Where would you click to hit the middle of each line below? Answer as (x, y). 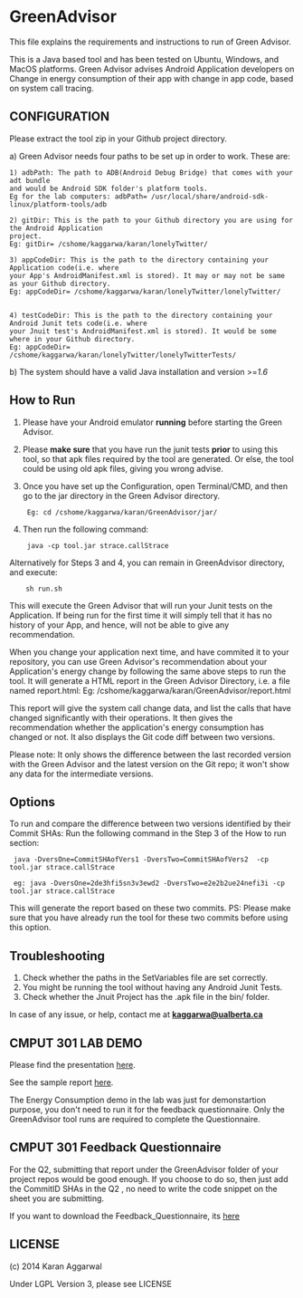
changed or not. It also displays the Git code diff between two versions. (142, 736)
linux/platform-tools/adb (58, 204)
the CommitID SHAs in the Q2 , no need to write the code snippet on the (143, 1188)
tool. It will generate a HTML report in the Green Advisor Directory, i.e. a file (150, 680)
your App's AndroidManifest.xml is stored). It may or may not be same (147, 275)
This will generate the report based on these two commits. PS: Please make (150, 909)
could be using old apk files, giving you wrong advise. (123, 468)
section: (24, 843)
